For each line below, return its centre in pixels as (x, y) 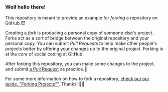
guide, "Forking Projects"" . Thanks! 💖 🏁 (45, 84)
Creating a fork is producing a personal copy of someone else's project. (79, 33)
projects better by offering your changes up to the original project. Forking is (84, 49)
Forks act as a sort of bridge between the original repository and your (77, 38)
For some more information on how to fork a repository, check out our (77, 79)
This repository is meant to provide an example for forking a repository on (81, 18)
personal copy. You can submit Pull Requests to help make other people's (81, 43)
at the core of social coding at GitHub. (44, 54)
